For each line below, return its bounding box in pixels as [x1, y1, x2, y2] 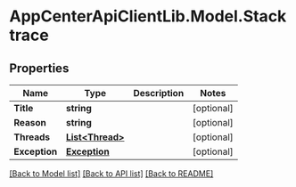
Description [133, 87, 185, 99]
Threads [13, 131, 51, 143]
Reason [13, 117, 47, 128]
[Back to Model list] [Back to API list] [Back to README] [9, 168, 214, 179]
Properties [9, 61, 70, 76]
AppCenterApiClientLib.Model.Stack [9, 6, 287, 27]
